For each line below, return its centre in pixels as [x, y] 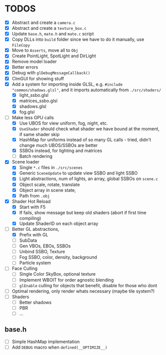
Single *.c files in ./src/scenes [51, 168]
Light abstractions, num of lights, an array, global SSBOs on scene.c [89, 179]
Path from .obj [35, 195]
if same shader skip [40, 135]
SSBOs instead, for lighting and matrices [61, 151]
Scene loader [26, 162]
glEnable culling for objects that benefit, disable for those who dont [88, 285]
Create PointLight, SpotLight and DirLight [54, 56]
